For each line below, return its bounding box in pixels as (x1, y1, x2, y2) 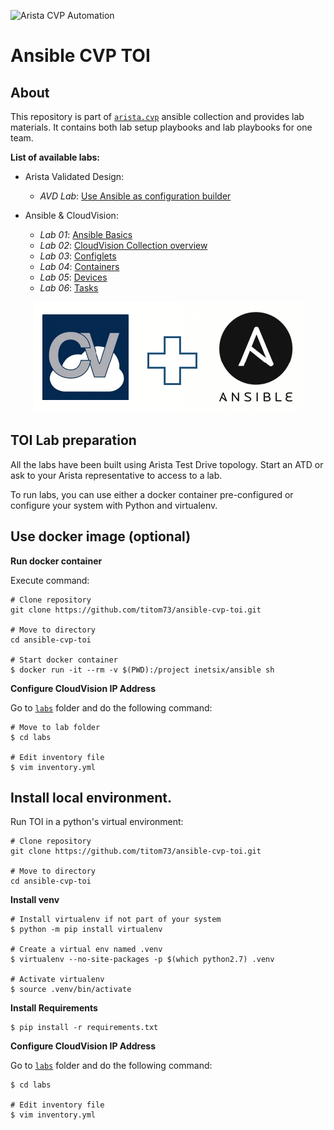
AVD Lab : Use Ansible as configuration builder (39, 190, 232, 202)
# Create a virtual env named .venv (10, 945, 163, 955)
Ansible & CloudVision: (24, 210, 119, 221)
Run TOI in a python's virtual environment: (10, 816, 184, 828)
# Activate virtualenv (10, 975, 105, 985)
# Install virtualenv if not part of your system (10, 915, 222, 925)
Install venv (10, 894, 60, 906)
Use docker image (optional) (10, 528, 192, 545)
